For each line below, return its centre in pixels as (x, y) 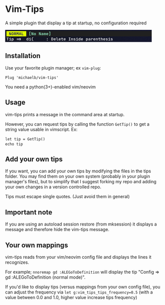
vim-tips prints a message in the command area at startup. (65, 114)
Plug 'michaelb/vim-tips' (32, 77)
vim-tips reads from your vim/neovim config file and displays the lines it (78, 257)
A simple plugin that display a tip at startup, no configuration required (76, 23)
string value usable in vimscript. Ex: (41, 129)
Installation (23, 56)
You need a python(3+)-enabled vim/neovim (50, 87)
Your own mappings (37, 245)
